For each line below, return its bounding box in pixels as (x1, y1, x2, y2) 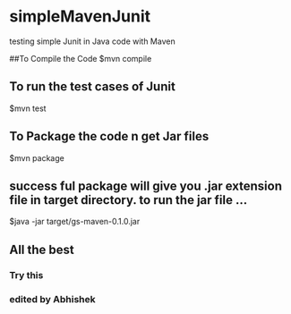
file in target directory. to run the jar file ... (9, 192, 248, 208)
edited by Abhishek (9, 293, 96, 305)
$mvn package (9, 152, 64, 163)
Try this (9, 268, 44, 281)
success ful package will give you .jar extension (9, 178, 282, 193)
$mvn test (9, 103, 47, 114)
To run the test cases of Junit (9, 79, 176, 95)
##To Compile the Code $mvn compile (9, 53, 152, 64)
